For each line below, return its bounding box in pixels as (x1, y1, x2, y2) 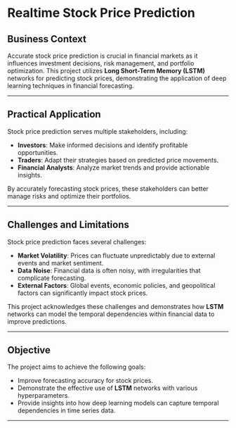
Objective (7, 344, 51, 356)
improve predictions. (7, 317, 67, 325)
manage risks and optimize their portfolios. (7, 191, 131, 200)
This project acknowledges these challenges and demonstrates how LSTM (7, 302, 224, 310)
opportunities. (17, 148, 58, 156)
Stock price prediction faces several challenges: (7, 237, 147, 246)
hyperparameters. (17, 391, 70, 400)
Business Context (7, 33, 86, 45)
